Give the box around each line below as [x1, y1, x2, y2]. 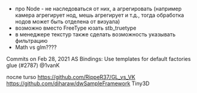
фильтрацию [15, 37, 48, 44]
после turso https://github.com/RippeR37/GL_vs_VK [6, 74, 136, 80]
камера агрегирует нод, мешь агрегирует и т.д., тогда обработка [15, 11, 184, 19]
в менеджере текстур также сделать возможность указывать [15, 31, 176, 38]
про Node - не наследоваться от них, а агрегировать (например [15, 5, 182, 12]
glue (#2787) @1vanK [6, 62, 60, 69]
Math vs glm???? [15, 43, 57, 51]
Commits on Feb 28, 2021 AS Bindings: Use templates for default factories [6, 56, 192, 62]
